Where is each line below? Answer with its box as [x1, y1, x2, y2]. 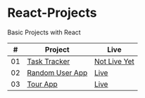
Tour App [27, 79, 58, 89]
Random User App [27, 68, 88, 78]
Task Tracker [27, 56, 70, 66]
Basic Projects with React [7, 28, 81, 36]
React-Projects [7, 5, 97, 21]
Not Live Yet [94, 56, 135, 66]
